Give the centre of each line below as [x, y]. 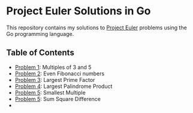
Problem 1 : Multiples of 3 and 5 [53, 67]
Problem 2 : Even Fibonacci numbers [60, 74]
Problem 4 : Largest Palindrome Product [64, 86]
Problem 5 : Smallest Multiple [50, 92]
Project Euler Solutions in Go [79, 11]
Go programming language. [40, 33]
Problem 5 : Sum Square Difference [58, 99]
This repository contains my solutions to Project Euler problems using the [96, 28]
